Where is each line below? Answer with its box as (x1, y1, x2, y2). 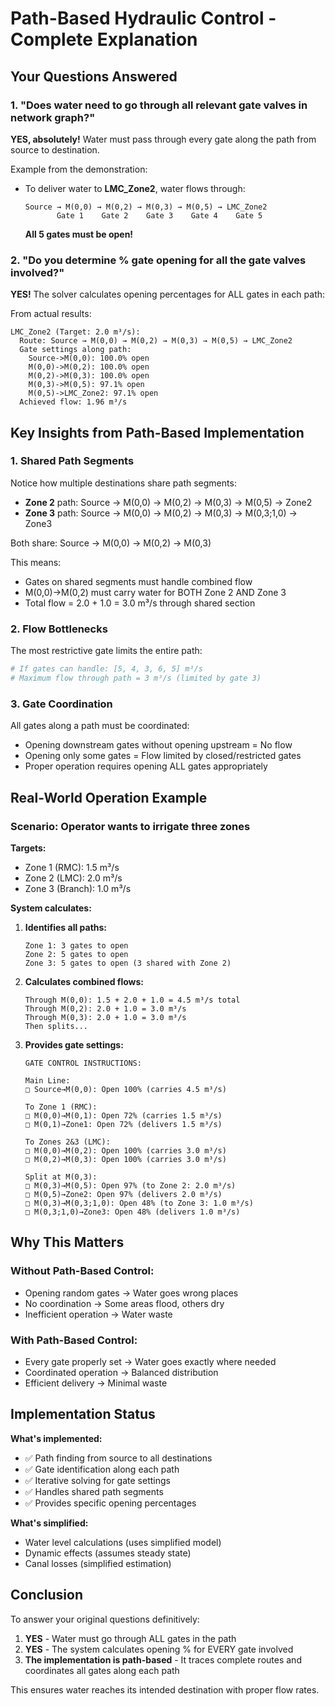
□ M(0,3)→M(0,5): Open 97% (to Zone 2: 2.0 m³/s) (24, 1180, 237, 1191)
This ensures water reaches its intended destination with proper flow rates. (10, 1683, 320, 1696)
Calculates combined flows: (24, 975, 145, 987)
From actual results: (10, 308, 92, 320)
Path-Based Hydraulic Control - (10, 7, 277, 30)
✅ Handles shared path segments (24, 1485, 164, 1497)
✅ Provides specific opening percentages (24, 1497, 197, 1509)
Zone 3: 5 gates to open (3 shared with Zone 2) (24, 958, 232, 968)
